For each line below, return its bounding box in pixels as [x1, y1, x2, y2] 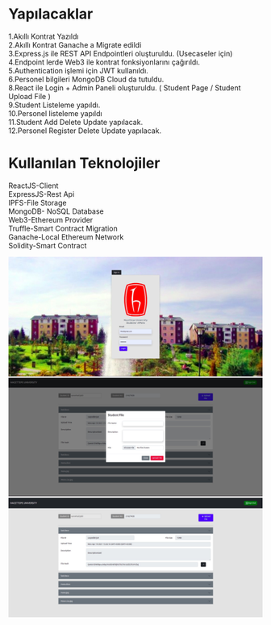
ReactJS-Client [8, 181, 59, 190]
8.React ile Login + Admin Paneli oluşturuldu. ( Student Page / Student [8, 82, 241, 93]
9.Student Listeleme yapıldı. [8, 100, 101, 110]
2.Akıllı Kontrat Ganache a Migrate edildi [8, 40, 142, 49]
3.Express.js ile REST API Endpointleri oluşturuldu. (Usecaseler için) [8, 48, 233, 58]
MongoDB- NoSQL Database [8, 206, 105, 216]
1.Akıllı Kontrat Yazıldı [8, 31, 79, 41]
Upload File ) [8, 91, 51, 101]
